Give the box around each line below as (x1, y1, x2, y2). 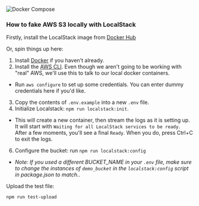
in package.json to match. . (14, 171, 81, 178)
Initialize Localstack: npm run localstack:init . (14, 105, 129, 112)
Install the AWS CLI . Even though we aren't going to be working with (14, 63, 182, 71)
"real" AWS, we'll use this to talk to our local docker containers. (14, 69, 170, 77)
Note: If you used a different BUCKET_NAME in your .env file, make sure (14, 159, 192, 166)
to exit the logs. (14, 135, 53, 142)
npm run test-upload (6, 194, 58, 200)
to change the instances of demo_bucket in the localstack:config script (14, 165, 189, 172)
